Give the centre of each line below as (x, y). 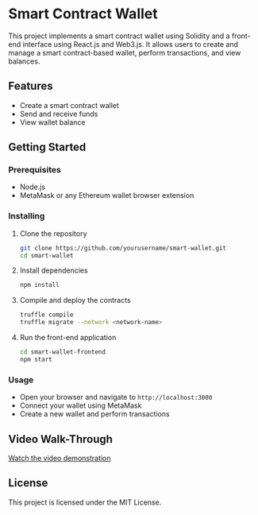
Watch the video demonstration (60, 458)
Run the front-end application (68, 338)
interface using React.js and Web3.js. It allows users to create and (131, 44)
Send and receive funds (59, 114)
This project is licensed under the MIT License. (85, 502)
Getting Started (47, 147)
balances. (24, 61)
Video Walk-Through (61, 439)
